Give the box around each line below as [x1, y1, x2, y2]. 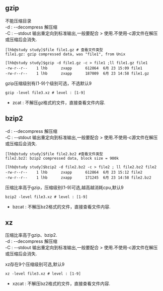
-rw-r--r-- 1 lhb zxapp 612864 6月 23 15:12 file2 [5, 170, 143, 175]
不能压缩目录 [5, 17, 31, 24]
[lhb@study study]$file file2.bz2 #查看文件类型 [5, 151, 103, 156]
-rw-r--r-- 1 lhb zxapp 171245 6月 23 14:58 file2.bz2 [5, 175, 152, 180]
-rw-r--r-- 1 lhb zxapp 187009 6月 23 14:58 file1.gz [5, 71, 149, 76]
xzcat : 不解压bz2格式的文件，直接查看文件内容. [12, 281, 111, 287]
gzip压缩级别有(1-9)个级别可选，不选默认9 [5, 80, 92, 86]
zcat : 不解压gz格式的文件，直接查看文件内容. [12, 99, 106, 105]
